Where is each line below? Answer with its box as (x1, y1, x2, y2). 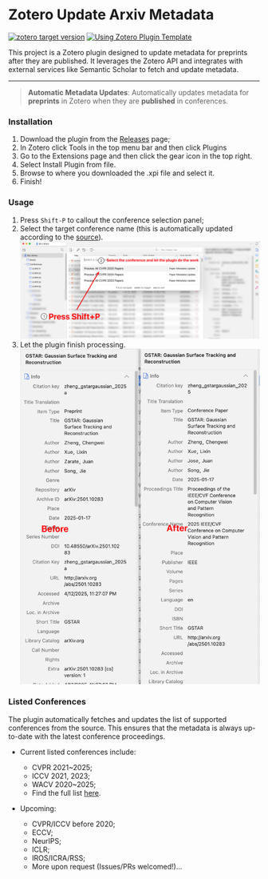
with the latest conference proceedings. (34, 731, 166, 741)
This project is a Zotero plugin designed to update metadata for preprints (8, 47, 248, 57)
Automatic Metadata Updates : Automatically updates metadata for (27, 87, 250, 97)
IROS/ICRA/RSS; (31, 853, 86, 862)
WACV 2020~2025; (31, 779, 97, 789)
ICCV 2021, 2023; (31, 771, 90, 781)
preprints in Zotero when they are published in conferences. (27, 96, 229, 106)
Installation (8, 116, 53, 127)
